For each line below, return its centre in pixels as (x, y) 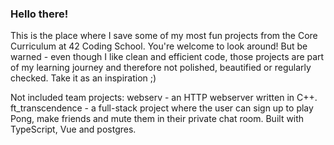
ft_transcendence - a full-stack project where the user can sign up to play (162, 108)
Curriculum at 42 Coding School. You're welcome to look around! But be (159, 46)
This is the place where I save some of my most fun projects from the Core (164, 36)
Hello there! (39, 14)
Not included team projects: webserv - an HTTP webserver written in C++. (164, 98)
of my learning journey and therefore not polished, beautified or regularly (161, 68)
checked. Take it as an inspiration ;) (83, 78)
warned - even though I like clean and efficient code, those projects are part (167, 57)
